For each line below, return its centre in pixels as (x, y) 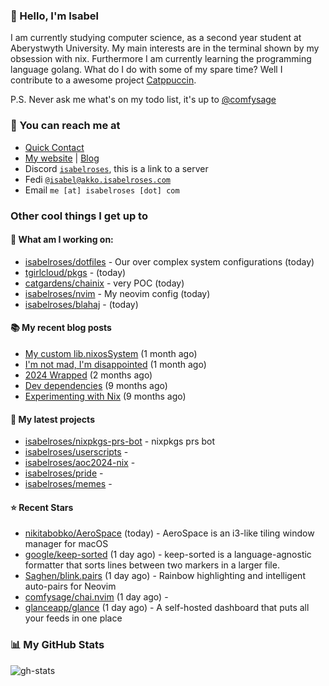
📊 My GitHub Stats (57, 645)
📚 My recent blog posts (61, 328)
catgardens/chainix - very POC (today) (104, 283)
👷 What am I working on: (62, 240)
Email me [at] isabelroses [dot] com (102, 190)
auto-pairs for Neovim (70, 586)
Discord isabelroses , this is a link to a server (116, 168)
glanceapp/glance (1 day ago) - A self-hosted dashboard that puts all (167, 608)
